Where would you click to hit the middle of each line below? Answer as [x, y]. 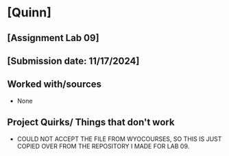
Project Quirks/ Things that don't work [91, 122]
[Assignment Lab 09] [53, 38]
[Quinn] [29, 13]
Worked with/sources [54, 84]
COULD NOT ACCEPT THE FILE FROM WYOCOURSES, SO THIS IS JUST [119, 139]
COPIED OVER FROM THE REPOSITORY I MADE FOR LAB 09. [103, 146]
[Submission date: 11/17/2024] [73, 61]
